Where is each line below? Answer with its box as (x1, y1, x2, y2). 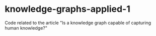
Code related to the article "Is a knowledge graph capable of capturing (5, 20, 151, 26)
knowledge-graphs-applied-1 (5, 3, 130, 15)
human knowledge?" (5, 25, 47, 31)
